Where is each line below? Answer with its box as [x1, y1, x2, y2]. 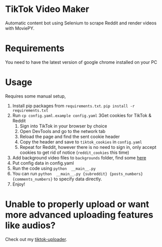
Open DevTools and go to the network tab [19, 128, 106, 134]
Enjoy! [12, 181, 25, 187]
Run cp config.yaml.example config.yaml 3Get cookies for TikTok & [12, 112, 152, 118]
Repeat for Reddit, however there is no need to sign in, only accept [19, 144, 157, 150]
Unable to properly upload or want [5, 199, 150, 210]
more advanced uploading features [5, 209, 154, 220]
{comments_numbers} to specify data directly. [12, 176, 102, 182]
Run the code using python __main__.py [12, 165, 96, 171]
